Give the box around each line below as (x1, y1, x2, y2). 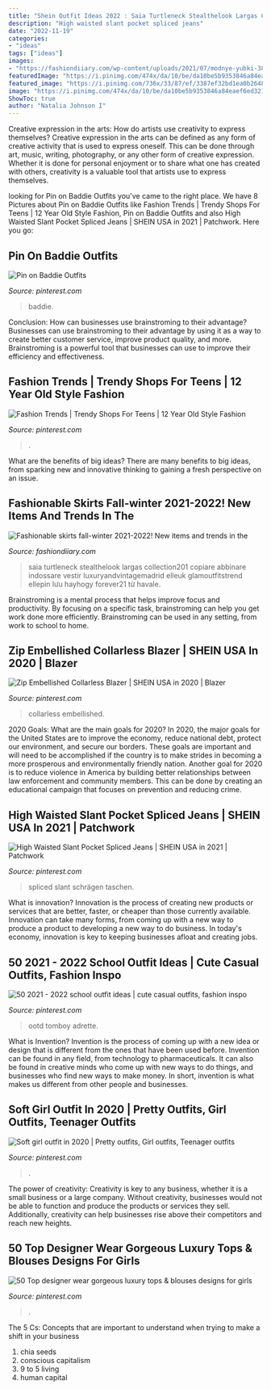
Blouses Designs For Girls (8, 1254, 140, 1268)
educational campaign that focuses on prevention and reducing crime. (8, 785, 242, 795)
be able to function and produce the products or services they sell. (8, 1201, 231, 1211)
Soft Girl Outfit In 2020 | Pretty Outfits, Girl (8, 1103, 227, 1117)
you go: (8, 225, 34, 235)
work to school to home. (8, 620, 90, 630)
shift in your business (8, 1331, 80, 1341)
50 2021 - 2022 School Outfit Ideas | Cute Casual (8, 955, 260, 969)
